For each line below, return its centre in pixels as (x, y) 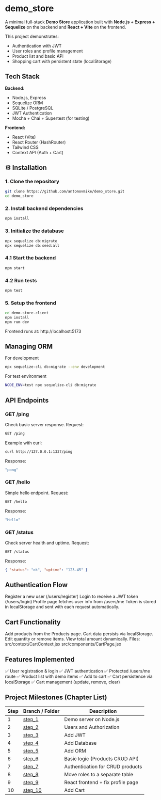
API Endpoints (27, 400)
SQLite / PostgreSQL (32, 108)
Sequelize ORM (27, 103)
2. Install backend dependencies (44, 208)
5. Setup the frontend (31, 303)
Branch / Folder (41, 711)
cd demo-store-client (27, 313)
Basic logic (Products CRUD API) (102, 758)
